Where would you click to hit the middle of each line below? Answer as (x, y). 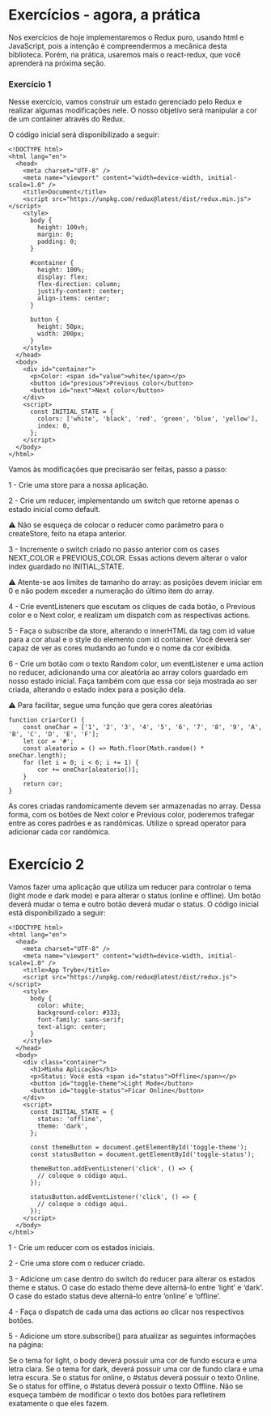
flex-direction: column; (79, 284)
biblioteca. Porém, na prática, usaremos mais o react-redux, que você (125, 54)
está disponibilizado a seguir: (57, 913)
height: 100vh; (63, 228)
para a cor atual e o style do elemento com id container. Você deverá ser (129, 640)
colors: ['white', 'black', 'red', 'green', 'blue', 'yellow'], (148, 419)
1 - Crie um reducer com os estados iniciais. (82, 1248)
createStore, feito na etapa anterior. (68, 534)
